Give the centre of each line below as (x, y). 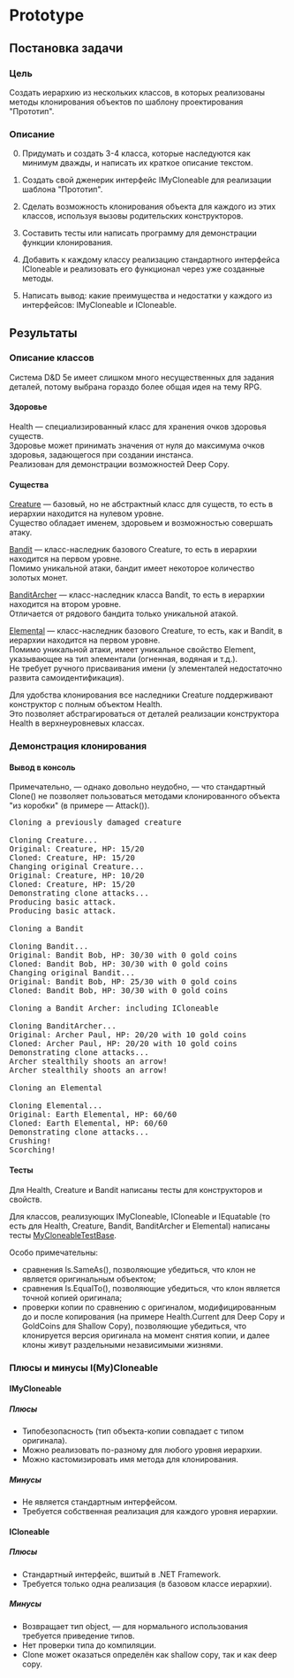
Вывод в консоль (42, 767)
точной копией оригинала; (72, 1297)
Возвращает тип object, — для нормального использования (135, 1626)
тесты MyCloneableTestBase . (63, 1235)
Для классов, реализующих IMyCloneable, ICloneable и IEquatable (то (140, 1216)
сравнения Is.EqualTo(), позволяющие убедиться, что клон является (151, 1288)
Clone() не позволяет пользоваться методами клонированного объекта (145, 797)
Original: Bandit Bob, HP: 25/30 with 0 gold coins (124, 982)
